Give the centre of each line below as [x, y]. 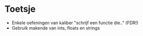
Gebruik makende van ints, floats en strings [56, 28]
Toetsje [20, 9]
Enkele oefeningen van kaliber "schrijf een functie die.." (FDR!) [75, 23]
